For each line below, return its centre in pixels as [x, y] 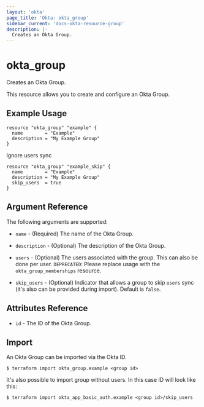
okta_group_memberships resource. [58, 271]
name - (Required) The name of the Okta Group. [74, 234]
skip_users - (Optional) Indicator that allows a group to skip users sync [104, 282]
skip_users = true [37, 183]
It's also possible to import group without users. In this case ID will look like [101, 380]
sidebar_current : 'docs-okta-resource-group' [65, 23]
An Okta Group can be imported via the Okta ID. [66, 357]
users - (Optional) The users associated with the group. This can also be [106, 257]
